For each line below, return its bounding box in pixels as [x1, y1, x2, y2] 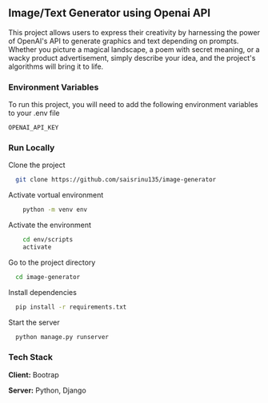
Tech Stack [8, 352, 54, 363]
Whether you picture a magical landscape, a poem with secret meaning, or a [8, 44, 260, 54]
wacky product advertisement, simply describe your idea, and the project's [8, 53, 256, 62]
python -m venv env [22, 205, 88, 214]
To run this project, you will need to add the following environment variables [8, 100, 258, 110]
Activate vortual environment [8, 190, 104, 200]
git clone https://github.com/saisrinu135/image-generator [15, 176, 217, 184]
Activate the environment [8, 220, 92, 230]
